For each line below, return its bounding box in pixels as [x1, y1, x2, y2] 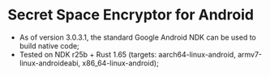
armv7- [237, 49, 263, 59]
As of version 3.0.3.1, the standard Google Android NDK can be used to [19, 32, 256, 42]
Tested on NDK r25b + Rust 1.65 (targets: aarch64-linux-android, [19, 49, 236, 59]
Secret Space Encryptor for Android [7, 6, 255, 24]
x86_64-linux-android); [82, 58, 159, 68]
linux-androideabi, [19, 58, 81, 68]
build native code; [19, 40, 80, 50]
